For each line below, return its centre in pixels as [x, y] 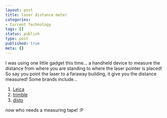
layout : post [19, 10]
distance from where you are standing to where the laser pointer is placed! [84, 68]
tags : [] [15, 29]
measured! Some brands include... [41, 79]
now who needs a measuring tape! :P [44, 110]
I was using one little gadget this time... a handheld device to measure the [83, 63]
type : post [17, 39]
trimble [20, 94]
